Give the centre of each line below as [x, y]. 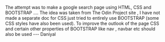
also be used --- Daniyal [31, 34]
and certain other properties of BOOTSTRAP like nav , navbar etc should [80, 29]
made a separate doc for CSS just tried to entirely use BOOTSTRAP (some [82, 18]
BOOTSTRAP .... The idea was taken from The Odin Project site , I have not [83, 13]
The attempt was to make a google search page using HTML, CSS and [78, 7]
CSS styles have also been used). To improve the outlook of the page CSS [82, 23]
